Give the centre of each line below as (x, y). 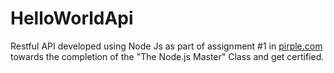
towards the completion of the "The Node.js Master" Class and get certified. (167, 56)
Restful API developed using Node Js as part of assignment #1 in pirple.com (166, 46)
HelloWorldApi (72, 18)
